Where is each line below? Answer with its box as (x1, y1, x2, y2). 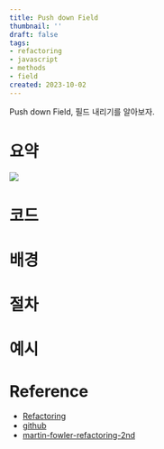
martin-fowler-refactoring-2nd (22, 430, 136, 441)
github (22, 420, 47, 431)
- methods (9, 64, 47, 73)
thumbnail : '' (9, 22, 63, 31)
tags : (9, 38, 30, 48)
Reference (9, 380, 88, 401)
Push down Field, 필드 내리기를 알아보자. (9, 105, 155, 117)
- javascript (9, 55, 59, 64)
